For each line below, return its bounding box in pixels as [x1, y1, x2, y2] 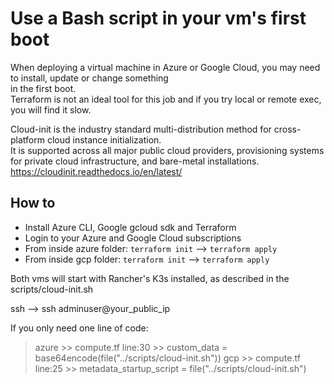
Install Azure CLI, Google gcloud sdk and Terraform [24, 221, 237, 233]
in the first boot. [10, 82, 77, 94]
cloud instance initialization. [46, 133, 162, 146]
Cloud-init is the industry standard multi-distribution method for [10, 123, 272, 135]
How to [10, 195, 56, 212]
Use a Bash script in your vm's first [10, 7, 307, 30]
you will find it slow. [10, 103, 92, 116]
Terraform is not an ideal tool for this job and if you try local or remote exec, [10, 93, 322, 105]
